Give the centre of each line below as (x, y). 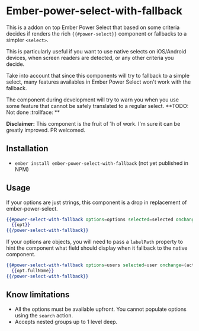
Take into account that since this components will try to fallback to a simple (98, 75)
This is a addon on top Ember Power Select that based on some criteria (93, 27)
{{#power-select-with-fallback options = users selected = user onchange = (95, 265)
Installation (27, 149)
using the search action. (44, 315)
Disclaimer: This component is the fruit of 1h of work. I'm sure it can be (93, 123)
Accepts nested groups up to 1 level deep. (66, 322)
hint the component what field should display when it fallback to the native (97, 248)
